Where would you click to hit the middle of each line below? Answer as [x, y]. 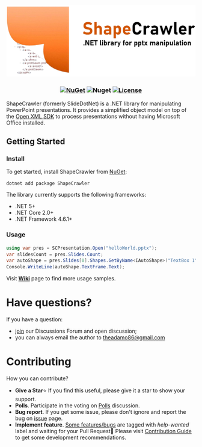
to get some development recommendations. [70, 437]
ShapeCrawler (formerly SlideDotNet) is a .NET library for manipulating [94, 103]
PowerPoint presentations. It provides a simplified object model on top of [96, 109]
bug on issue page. [39, 418]
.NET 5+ [25, 206]
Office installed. [26, 123]
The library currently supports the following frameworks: [76, 195]
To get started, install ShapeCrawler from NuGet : [67, 172]
